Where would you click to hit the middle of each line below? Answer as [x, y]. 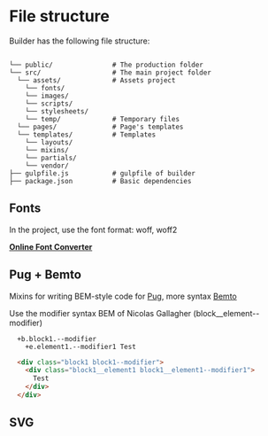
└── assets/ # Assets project [96, 80]
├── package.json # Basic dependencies [100, 181]
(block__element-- [226, 313]
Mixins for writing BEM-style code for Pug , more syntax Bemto [123, 296]
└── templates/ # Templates [87, 135]
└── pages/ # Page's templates [100, 127]
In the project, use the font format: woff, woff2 [93, 230]
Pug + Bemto [46, 275]
